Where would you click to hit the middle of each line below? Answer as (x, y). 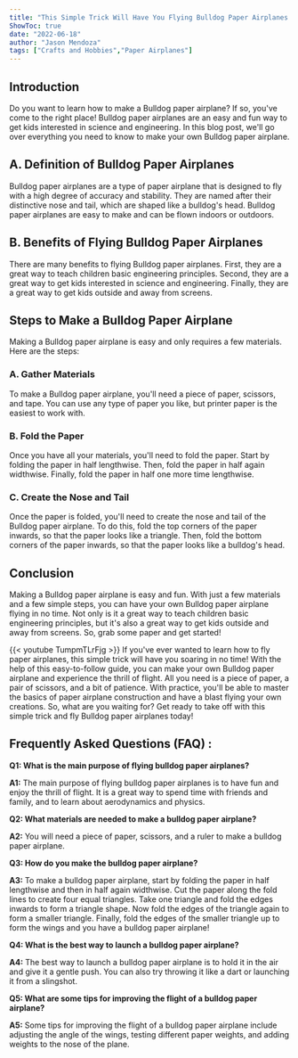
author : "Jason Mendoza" (55, 42)
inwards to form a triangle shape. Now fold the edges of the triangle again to (149, 908)
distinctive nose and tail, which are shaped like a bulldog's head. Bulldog (142, 205)
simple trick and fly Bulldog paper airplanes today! (101, 716)
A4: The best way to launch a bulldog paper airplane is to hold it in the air (144, 962)
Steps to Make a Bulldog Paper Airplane (121, 320)
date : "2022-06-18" (45, 34)
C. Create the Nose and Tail (69, 497)
